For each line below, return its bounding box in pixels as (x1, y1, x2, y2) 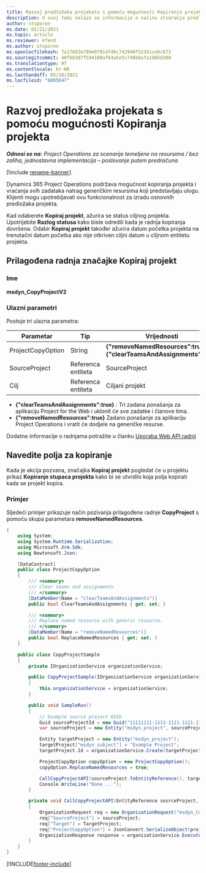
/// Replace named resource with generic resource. (28, 618, 164, 624)
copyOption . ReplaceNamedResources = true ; (39, 764, 150, 771)
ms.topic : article (6, 32, 53, 38)
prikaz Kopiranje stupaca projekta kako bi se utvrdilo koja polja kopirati (6, 473, 188, 480)
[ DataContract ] (17, 561, 56, 567)
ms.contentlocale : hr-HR (6, 66, 70, 72)
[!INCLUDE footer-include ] (6, 860, 72, 868)
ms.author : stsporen (6, 44, 59, 50)
